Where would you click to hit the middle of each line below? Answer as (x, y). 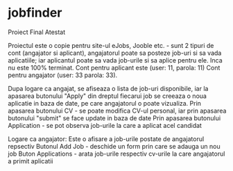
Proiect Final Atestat (37, 32)
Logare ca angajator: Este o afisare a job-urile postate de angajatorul (106, 139)
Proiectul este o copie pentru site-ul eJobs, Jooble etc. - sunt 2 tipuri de (111, 45)
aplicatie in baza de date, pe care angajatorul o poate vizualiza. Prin (105, 103)
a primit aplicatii (31, 161)
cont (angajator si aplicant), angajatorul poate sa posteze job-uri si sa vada (115, 53)
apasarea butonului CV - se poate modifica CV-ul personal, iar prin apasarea (117, 111)
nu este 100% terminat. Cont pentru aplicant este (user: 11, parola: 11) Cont (114, 67)
